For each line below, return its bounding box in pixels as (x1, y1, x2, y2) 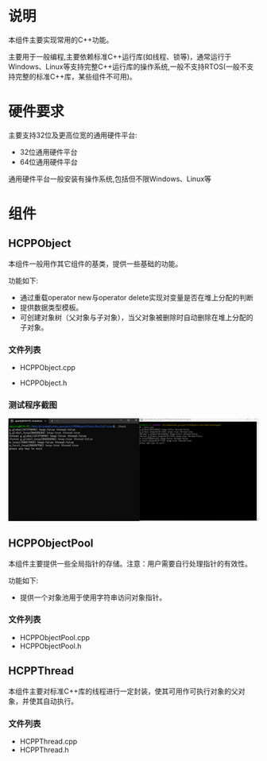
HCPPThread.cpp (19, 736, 78, 746)
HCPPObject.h (19, 378, 68, 388)
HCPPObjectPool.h (19, 641, 82, 651)
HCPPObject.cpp (19, 363, 75, 373)
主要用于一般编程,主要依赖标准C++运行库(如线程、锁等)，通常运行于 (8, 52, 232, 61)
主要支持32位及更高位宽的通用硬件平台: (8, 130, 137, 140)
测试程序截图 (8, 400, 58, 411)
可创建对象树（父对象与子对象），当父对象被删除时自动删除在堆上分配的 (19, 312, 253, 322)
